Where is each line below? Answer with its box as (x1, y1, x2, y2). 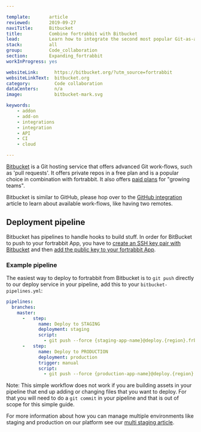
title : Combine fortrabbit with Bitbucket (6, 31, 138, 36)
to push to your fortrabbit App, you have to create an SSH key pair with (6, 239, 181, 247)
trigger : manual (38, 360, 79, 366)
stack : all (6, 42, 58, 48)
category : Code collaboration (6, 80, 103, 87)
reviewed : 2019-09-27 (6, 19, 77, 26)
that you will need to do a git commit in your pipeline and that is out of (6, 394, 179, 401)
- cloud (17, 141, 36, 147)
